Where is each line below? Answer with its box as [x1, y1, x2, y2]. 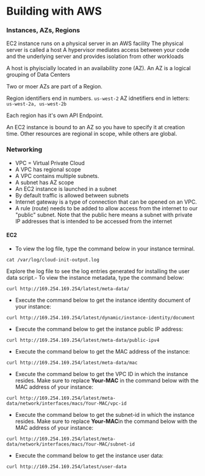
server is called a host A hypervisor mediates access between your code [6, 46, 190, 54]
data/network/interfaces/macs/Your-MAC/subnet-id [6, 441, 135, 447]
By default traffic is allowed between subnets [15, 191, 129, 199]
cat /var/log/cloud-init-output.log [6, 257, 99, 263]
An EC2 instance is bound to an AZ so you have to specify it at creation [6, 124, 185, 131]
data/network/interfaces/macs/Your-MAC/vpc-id [6, 400, 127, 407]
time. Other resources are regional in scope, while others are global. [6, 130, 178, 138]
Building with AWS [6, 4, 103, 18]
